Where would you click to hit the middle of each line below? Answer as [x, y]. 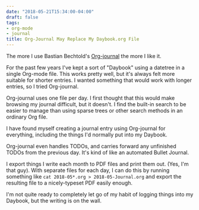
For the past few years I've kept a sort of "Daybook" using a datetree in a [96, 68]
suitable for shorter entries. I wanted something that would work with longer [99, 80]
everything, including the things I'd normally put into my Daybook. [87, 135]
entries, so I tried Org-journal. [42, 86]
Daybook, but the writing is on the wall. [54, 201]
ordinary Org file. [27, 117]
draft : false [22, 17]
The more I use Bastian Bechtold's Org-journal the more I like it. [84, 56]
